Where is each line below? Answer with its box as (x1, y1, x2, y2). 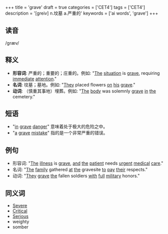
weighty (12, 218, 30, 225)
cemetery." (12, 93, 36, 99)
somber (12, 224, 29, 230)
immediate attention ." (12, 75, 57, 82)
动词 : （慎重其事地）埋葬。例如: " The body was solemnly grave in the (12, 88, 156, 94)
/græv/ (5, 40, 19, 46)
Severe (12, 203, 28, 209)
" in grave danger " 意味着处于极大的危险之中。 (12, 124, 108, 130)
